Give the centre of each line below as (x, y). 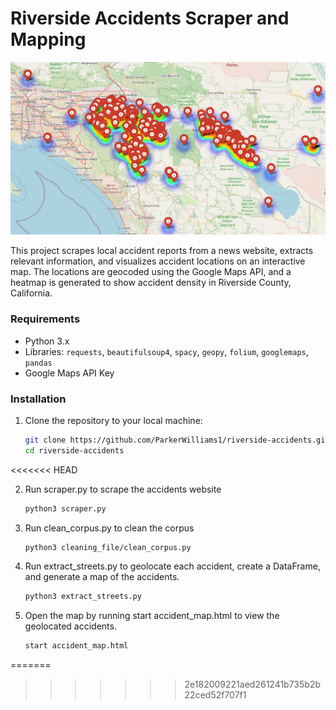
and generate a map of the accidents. (102, 577)
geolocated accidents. (70, 626)
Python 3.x (47, 341)
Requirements (45, 319)
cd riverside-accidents (74, 450)
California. (31, 293)
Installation (38, 399)
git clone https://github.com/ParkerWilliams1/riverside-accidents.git (177, 440)
